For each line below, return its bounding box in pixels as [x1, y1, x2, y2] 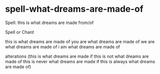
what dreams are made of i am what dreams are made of [5, 44, 121, 49]
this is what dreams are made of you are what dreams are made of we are [5, 38, 155, 45]
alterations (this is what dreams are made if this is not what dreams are [5, 53, 149, 59]
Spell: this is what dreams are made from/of [5, 20, 94, 25]
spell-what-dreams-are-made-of [5, 3, 144, 15]
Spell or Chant [5, 29, 34, 35]
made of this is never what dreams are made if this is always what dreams [5, 58, 155, 64]
